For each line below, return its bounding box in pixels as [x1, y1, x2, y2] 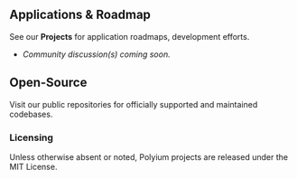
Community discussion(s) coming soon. [22, 49, 171, 60]
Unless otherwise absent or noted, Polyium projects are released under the [9, 151, 289, 162]
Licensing [9, 131, 54, 144]
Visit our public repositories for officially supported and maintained [9, 99, 258, 109]
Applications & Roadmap [9, 7, 152, 23]
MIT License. [9, 161, 58, 172]
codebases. [9, 108, 53, 119]
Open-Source [9, 75, 88, 90]
